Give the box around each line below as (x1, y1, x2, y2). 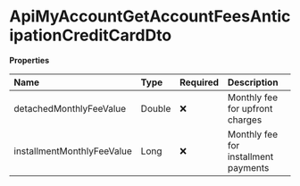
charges (227, 114, 262, 126)
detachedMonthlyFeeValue (13, 102, 127, 114)
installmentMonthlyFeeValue (13, 145, 132, 157)
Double (140, 102, 171, 114)
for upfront (227, 102, 273, 114)
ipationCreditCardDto (9, 25, 172, 46)
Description (227, 76, 279, 89)
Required (179, 76, 220, 89)
